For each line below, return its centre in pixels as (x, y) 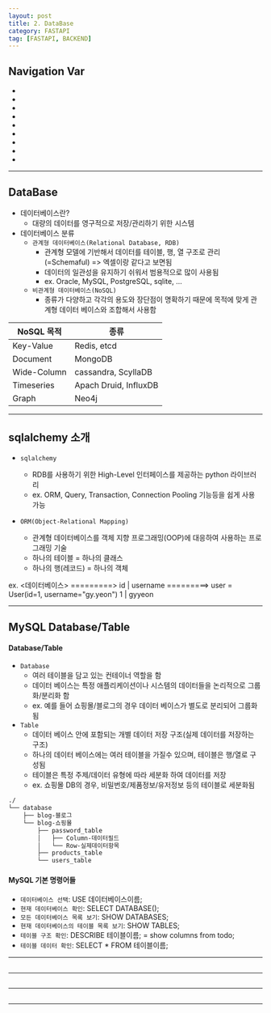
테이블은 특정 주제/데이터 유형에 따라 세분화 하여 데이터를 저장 (129, 775)
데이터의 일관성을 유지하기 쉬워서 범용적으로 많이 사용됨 (131, 272)
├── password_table (70, 830)
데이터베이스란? (45, 213)
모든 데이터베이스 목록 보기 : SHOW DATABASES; (94, 917)
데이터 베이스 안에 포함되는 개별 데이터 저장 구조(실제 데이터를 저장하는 (143, 735)
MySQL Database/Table (69, 627)
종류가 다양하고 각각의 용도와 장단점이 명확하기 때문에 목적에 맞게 (146, 299)
